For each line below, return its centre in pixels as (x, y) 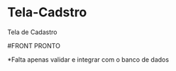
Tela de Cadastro (32, 32)
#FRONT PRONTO (34, 45)
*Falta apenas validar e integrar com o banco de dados (88, 59)
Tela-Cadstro (47, 12)
